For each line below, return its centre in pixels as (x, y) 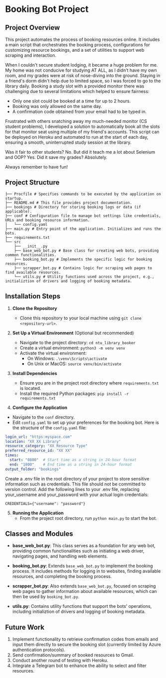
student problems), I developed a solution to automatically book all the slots (83, 126)
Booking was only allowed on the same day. (57, 106)
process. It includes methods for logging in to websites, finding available (86, 571)
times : (12, 455)
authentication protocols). (39, 650)
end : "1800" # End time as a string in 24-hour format (71, 464)
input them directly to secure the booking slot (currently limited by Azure (87, 645)
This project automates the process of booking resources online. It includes (83, 39)
